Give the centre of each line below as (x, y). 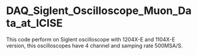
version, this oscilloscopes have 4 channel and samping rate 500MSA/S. (95, 46)
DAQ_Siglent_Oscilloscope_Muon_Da (99, 11)
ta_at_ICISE (35, 23)
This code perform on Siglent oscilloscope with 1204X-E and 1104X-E (91, 39)
